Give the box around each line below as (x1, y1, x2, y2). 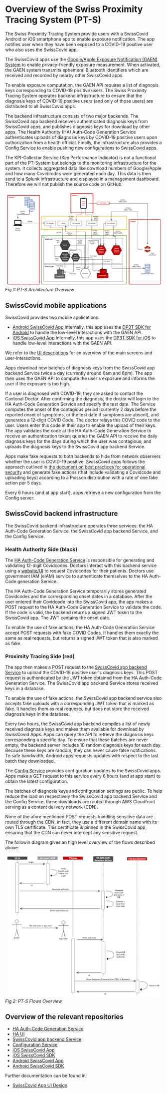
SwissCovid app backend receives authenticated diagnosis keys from (5, 118, 148, 124)
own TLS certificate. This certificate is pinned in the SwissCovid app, (5, 824, 147, 830)
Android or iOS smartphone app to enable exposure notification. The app (5, 36, 155, 42)
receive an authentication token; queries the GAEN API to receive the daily (5, 433, 158, 439)
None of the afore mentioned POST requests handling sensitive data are (5, 814, 153, 820)
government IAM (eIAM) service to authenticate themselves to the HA (5, 573, 148, 579)
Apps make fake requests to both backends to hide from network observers (5, 453, 161, 459)
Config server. (5, 494, 35, 501)
